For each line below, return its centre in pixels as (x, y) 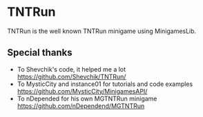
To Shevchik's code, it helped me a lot (71, 69)
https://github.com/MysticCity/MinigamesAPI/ (82, 91)
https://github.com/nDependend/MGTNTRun (81, 106)
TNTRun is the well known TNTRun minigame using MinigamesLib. (102, 31)
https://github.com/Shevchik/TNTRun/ (71, 76)
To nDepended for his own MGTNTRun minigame (87, 98)
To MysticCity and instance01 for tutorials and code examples (105, 84)
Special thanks (40, 53)
